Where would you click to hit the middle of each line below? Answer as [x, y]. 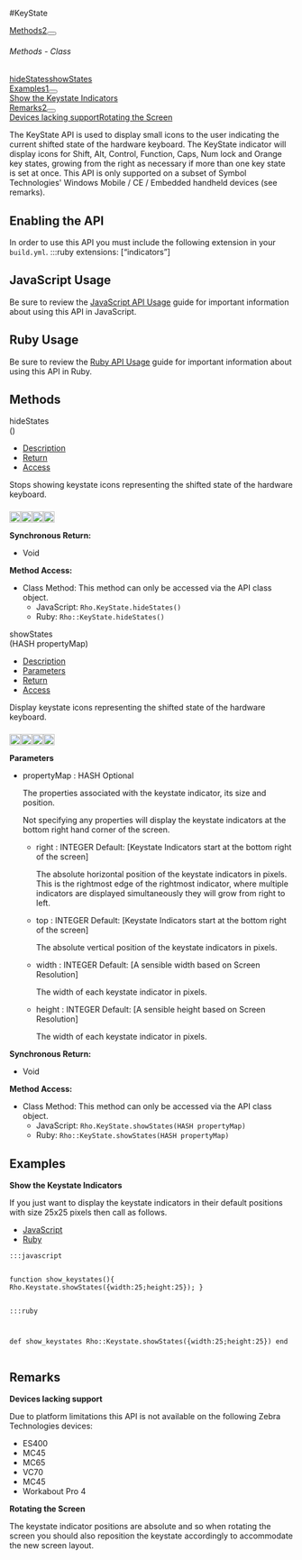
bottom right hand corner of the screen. [96, 830]
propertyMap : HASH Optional [78, 775]
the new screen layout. [52, 1545]
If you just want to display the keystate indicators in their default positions [146, 1203]
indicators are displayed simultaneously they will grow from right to [160, 894]
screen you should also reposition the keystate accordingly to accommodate [151, 1536]
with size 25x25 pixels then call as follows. [88, 1213]
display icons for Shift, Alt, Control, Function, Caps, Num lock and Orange [146, 154]
